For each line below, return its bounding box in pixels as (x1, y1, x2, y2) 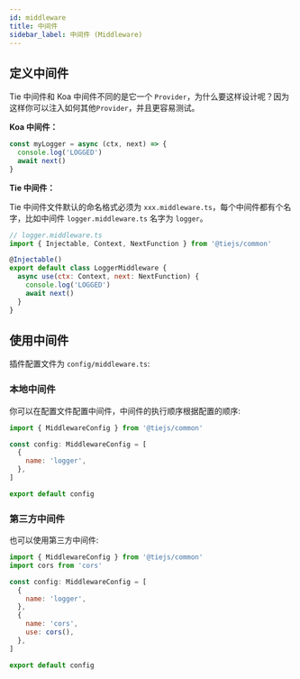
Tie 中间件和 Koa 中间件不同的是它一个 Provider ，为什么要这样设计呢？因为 (9, 91, 290, 102)
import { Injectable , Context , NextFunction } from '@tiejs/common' (9, 239, 272, 248)
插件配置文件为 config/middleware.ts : (9, 358, 150, 370)
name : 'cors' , (25, 619, 78, 629)
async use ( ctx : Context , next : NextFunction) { (17, 272, 200, 281)
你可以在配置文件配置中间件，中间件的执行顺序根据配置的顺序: (9, 405, 241, 416)
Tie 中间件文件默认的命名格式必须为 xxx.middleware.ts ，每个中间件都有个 (9, 201, 284, 212)
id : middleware (9, 13, 67, 23)
